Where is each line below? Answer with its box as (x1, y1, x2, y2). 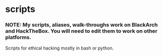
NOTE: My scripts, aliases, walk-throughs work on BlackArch (5, 21, 158, 28)
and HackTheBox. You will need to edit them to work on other (5, 27, 158, 34)
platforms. (5, 34, 32, 41)
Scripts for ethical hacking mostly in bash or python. (5, 45, 114, 51)
